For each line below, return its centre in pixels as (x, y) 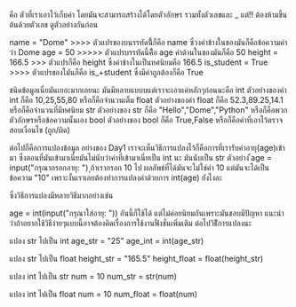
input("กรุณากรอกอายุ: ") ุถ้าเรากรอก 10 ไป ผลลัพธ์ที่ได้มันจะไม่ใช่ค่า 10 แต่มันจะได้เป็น (139, 168)
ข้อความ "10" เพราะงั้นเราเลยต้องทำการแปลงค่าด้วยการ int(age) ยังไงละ (116, 177)
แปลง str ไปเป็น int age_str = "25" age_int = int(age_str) (107, 241)
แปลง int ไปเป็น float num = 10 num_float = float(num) (104, 294)
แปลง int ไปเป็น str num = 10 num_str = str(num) (93, 276)
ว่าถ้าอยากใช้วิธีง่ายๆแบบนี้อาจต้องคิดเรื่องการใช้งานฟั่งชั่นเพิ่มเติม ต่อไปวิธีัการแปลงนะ (130, 223)
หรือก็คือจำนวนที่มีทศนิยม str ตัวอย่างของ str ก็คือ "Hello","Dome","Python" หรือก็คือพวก (148, 110)
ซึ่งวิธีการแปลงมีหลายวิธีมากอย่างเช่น (61, 195)
